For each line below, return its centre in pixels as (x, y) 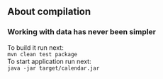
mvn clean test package (43, 54)
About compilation (49, 12)
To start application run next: (49, 61)
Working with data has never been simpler (81, 32)
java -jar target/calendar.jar (54, 68)
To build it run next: (35, 47)
